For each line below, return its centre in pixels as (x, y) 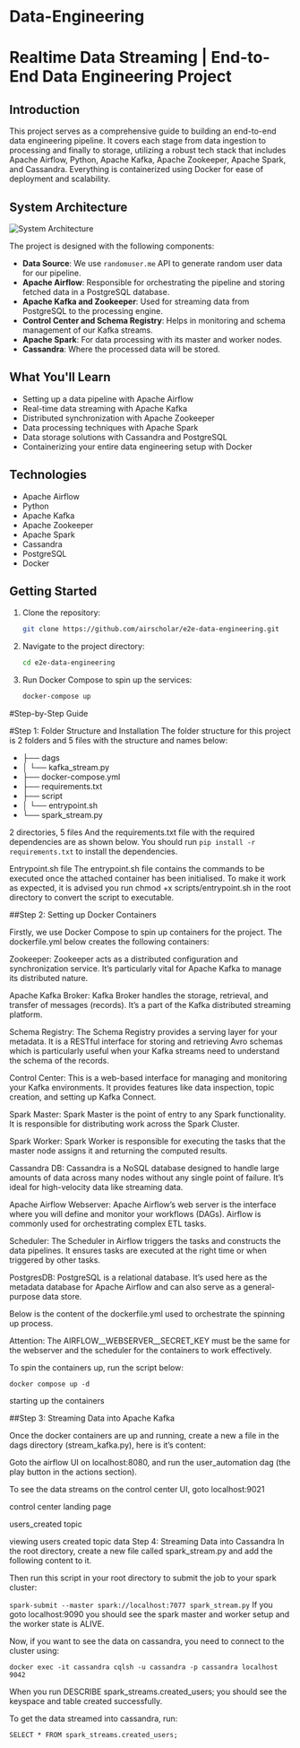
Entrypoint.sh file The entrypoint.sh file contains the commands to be (137, 869)
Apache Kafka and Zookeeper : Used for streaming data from (136, 301)
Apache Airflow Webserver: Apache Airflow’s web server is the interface (143, 1204)
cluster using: (34, 1651)
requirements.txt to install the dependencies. (94, 852)
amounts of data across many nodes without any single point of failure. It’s (146, 1178)
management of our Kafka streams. (88, 330)
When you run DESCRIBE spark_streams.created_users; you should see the (148, 1691)
